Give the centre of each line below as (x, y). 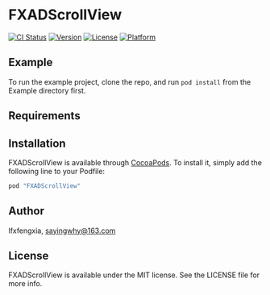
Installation (37, 143)
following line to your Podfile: (57, 171)
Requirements (44, 116)
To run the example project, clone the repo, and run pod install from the (130, 81)
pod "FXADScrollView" (45, 186)
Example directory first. (47, 90)
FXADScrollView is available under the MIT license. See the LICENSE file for (134, 275)
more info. (25, 284)
